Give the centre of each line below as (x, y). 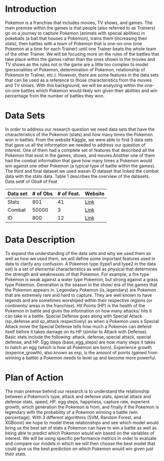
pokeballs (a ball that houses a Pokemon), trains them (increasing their (76, 38)
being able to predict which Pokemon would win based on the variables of (80, 433)
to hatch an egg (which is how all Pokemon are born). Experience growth (79, 347)
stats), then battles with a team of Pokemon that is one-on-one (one (73, 43)
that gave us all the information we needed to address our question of (75, 145)
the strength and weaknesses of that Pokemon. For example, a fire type (77, 274)
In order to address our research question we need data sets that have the (80, 129)
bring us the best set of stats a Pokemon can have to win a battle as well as (81, 428)
